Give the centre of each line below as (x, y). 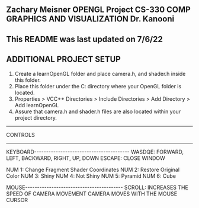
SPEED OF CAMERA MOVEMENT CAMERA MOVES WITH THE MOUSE (92, 193)
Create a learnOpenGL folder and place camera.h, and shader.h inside (100, 73)
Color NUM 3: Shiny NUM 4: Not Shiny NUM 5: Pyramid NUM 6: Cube (91, 176)
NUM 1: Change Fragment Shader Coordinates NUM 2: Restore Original (93, 169)
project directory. (36, 117)
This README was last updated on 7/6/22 (84, 39)
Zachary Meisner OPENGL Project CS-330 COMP (98, 10)
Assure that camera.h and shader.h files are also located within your (98, 111)
